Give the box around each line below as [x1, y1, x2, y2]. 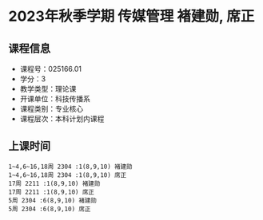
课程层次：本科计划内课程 [19, 114, 105, 124]
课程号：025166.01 [19, 65, 82, 73]
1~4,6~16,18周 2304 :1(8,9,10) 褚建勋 [8, 163, 133, 171]
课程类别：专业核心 [19, 104, 84, 113]
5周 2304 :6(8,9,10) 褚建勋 [8, 196, 98, 204]
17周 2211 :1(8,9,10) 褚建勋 [8, 179, 101, 187]
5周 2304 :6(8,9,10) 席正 [8, 205, 91, 213]
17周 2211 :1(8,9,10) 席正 [8, 188, 94, 196]
